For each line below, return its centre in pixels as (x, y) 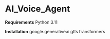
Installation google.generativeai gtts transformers (55, 31)
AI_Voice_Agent (38, 9)
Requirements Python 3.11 (31, 22)
